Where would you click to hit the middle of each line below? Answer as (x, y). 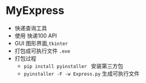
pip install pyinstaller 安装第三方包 (73, 66)
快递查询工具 (31, 28)
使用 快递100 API (36, 35)
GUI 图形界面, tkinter (41, 43)
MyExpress (35, 11)
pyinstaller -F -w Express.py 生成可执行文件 (82, 73)
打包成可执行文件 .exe (42, 51)
